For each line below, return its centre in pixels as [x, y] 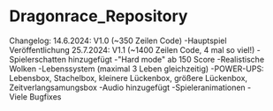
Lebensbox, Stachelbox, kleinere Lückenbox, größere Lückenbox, [129, 78]
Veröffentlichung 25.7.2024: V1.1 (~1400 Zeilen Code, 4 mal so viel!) [132, 49]
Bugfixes [45, 96]
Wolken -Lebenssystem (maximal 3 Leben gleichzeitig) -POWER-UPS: [136, 69]
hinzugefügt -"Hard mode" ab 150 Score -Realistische [166, 59]
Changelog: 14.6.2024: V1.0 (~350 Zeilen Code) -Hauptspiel [118, 41]
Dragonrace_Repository [99, 16]
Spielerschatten [38, 59]
